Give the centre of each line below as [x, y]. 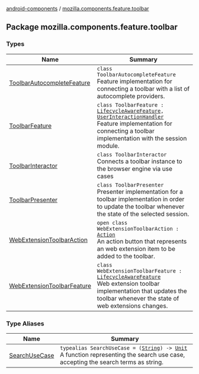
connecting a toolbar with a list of [143, 88]
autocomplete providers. [131, 96]
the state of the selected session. [143, 214]
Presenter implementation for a [140, 191]
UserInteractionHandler [130, 117]
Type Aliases [25, 324]
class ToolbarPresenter [130, 185]
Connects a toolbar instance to [139, 161]
